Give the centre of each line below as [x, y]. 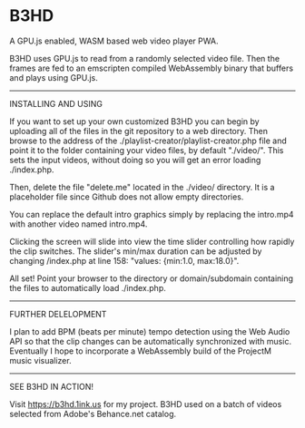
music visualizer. [40, 360]
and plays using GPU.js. [54, 77]
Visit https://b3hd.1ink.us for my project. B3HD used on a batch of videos [146, 404]
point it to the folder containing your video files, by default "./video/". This [147, 150]
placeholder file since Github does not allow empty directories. [127, 197]
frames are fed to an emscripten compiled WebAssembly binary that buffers [151, 68]
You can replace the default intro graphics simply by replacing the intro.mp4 [152, 214]
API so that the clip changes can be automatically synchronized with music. [151, 341]
